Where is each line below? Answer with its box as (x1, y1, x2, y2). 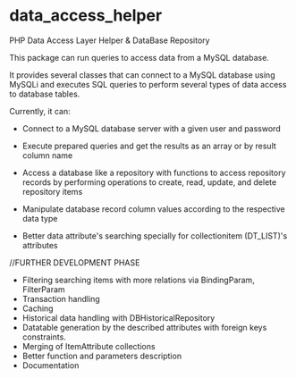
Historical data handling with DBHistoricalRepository (21, 312, 216, 323)
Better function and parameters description (21, 350, 182, 361)
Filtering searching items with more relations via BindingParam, (21, 274, 255, 285)
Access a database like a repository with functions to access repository (21, 167, 286, 178)
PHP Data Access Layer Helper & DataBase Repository (9, 35, 210, 46)
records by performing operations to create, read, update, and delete (21, 176, 277, 188)
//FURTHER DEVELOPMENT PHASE (9, 256, 140, 268)
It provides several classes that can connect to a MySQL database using (9, 69, 275, 80)
